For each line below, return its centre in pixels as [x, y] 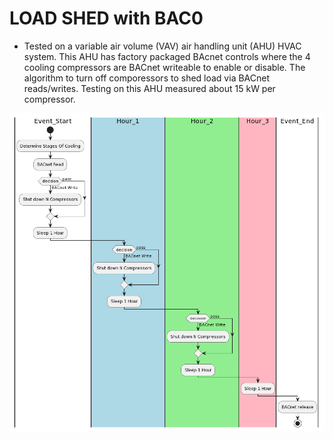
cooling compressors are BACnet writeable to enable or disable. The [164, 67]
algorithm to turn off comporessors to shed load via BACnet [147, 78]
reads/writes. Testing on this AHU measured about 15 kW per [149, 88]
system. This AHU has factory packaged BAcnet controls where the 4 [167, 56]
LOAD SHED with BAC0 [106, 18]
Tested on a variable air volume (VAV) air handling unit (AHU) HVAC [162, 46]
